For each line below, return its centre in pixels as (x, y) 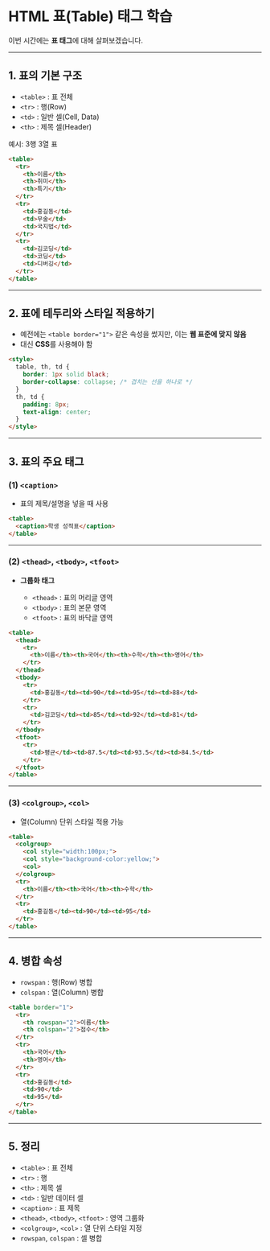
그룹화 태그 (37, 580)
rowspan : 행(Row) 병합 (56, 981)
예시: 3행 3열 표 (33, 144)
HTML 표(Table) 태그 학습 (90, 16)
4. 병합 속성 (35, 961)
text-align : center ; (57, 412)
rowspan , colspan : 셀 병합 (61, 1238)
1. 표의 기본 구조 (45, 76)
